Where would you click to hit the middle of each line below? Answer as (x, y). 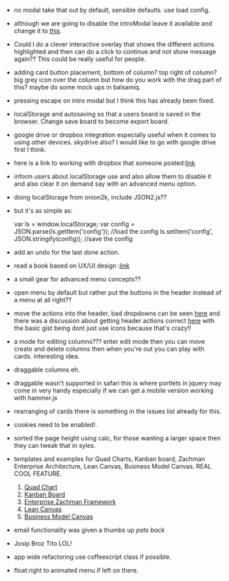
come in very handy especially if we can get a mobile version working (113, 390)
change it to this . (38, 31)
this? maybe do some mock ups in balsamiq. (77, 87)
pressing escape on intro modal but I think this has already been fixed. (114, 101)
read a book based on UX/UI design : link (71, 266)
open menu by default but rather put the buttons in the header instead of (118, 293)
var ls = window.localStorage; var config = (74, 224)
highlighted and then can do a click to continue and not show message (115, 52)
